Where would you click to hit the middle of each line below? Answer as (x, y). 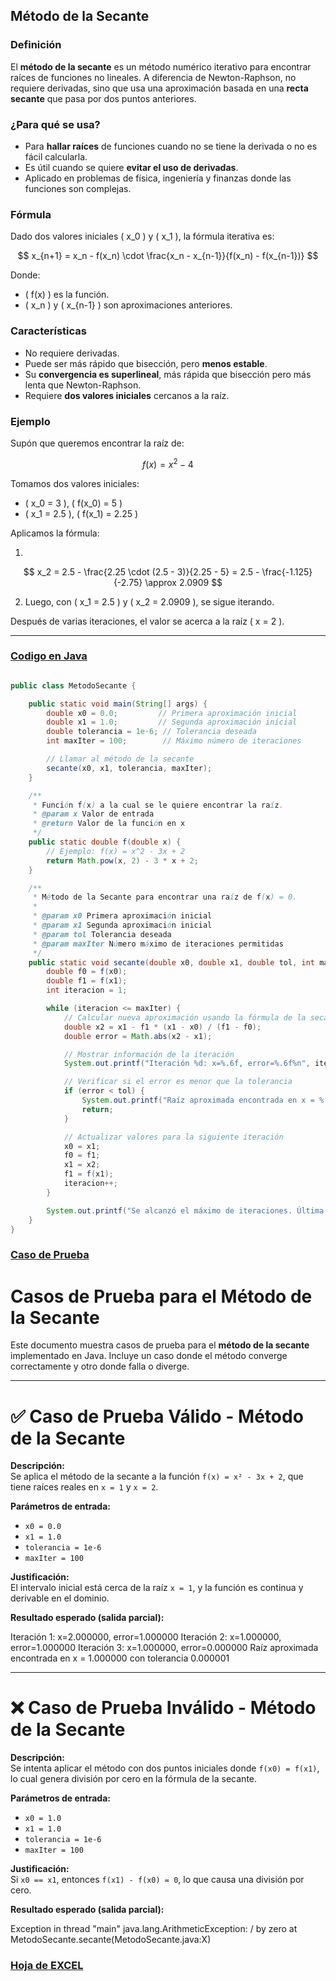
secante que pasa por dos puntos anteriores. (103, 98)
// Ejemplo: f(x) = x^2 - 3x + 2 (116, 851)
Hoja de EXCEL (47, 1966)
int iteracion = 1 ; (87, 990)
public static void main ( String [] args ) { (118, 704)
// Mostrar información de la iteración (149, 1054)
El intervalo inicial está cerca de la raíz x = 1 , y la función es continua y (157, 1588)
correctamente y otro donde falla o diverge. (100, 1366)
